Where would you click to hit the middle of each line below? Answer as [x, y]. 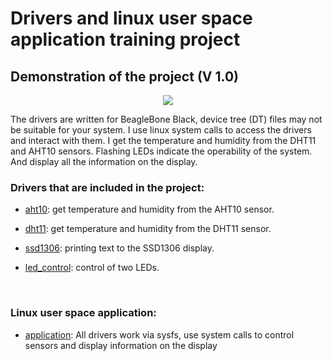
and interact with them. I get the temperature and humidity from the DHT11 [163, 140]
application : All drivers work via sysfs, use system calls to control [159, 334]
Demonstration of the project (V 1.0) [124, 76]
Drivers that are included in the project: [107, 187]
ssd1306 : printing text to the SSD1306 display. [119, 248]
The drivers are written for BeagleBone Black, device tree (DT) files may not [166, 119]
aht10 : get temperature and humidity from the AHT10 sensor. [149, 209]
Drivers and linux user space [131, 18]
